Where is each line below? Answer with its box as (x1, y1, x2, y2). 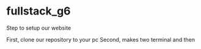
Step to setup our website (6, 24, 71, 31)
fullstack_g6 (6, 4, 71, 18)
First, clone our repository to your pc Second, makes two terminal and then (6, 36, 196, 43)
